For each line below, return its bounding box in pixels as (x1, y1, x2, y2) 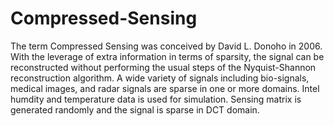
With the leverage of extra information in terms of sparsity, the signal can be (10, 50, 325, 62)
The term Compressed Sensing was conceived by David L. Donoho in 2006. (10, 40, 323, 52)
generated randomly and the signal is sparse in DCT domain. (10, 103, 260, 116)
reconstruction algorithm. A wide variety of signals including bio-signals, (10, 72, 310, 84)
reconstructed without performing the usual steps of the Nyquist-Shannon (10, 61, 317, 73)
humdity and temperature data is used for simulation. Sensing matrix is (10, 93, 302, 105)
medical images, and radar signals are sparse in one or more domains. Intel (10, 82, 320, 94)
